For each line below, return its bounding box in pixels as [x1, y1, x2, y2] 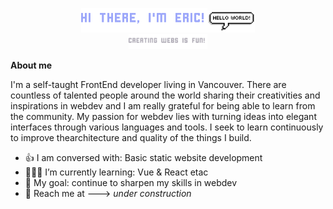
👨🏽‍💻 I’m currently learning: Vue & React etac [24, 166, 209, 178]
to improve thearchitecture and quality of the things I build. [10, 132, 252, 144]
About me [10, 59, 53, 72]
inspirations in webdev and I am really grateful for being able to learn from [10, 100, 316, 112]
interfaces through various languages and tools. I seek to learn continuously [10, 121, 324, 133]
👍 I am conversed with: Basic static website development [24, 152, 263, 164]
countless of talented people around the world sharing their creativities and [10, 89, 321, 102]
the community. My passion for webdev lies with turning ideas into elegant [10, 111, 317, 123]
